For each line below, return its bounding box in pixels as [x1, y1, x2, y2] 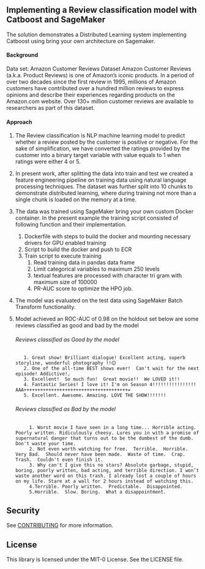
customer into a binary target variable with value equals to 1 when [15, 152, 181, 159]
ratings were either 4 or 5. [15, 158, 81, 165]
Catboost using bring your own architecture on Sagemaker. [6, 37, 155, 45]
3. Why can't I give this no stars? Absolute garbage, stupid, [29, 462, 194, 468]
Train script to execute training [24, 252, 102, 260]
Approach [6, 118, 32, 125]
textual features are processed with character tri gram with [33, 272, 182, 279]
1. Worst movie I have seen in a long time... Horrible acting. [29, 424, 197, 430]
